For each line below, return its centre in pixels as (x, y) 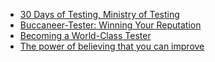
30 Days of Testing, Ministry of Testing (99, 14)
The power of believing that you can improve (112, 46)
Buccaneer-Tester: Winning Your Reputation (110, 25)
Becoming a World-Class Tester (85, 35)
